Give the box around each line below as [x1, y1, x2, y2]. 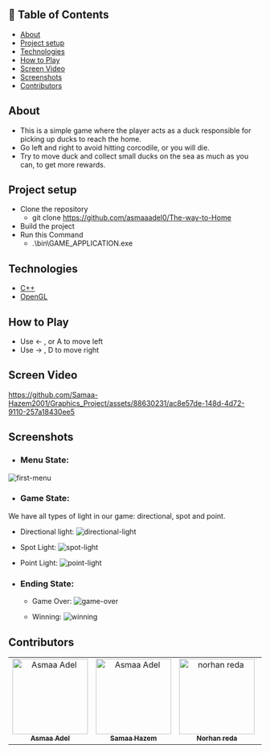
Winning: [31, 612, 62, 622]
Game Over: [31, 597, 72, 606]
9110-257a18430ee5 [8, 407, 75, 416]
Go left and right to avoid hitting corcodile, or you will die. [19, 143, 211, 152]
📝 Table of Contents [8, 8, 109, 22]
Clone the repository [19, 205, 88, 214]
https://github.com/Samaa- [8, 390, 99, 399]
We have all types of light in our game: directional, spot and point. [8, 511, 226, 520]
